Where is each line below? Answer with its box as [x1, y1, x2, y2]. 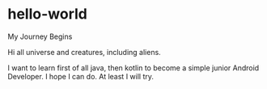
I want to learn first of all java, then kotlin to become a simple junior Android [7, 62, 260, 73]
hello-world [7, 5, 88, 23]
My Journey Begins [7, 32, 73, 41]
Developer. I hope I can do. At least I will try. [7, 71, 155, 81]
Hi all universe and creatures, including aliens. [7, 47, 161, 57]
